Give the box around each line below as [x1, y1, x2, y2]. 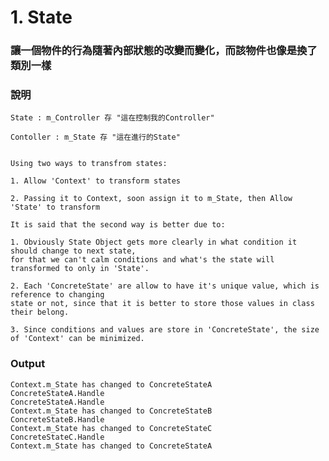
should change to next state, [10, 246, 137, 256]
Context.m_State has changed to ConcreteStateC [10, 423, 213, 433]
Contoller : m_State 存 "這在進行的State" [10, 132, 181, 143]
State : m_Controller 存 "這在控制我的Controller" [10, 113, 215, 123]
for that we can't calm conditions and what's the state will [10, 255, 275, 265]
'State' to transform [10, 202, 101, 213]
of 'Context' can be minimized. [10, 334, 145, 344]
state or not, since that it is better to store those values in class [10, 299, 315, 309]
